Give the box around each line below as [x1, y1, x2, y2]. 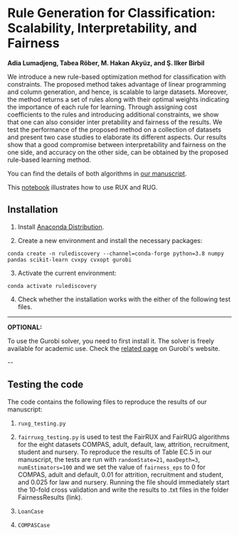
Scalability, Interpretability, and [7, 20, 198, 36]
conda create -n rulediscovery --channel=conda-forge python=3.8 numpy [7, 250, 224, 257]
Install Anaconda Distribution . [17, 222, 105, 231]
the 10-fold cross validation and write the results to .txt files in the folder [17, 485, 229, 494]
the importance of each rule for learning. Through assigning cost [7, 102, 198, 111]
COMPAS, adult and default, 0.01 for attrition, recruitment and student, [17, 470, 224, 479]
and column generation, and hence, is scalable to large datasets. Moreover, [7, 87, 228, 96]
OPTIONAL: [7, 323, 43, 331]
